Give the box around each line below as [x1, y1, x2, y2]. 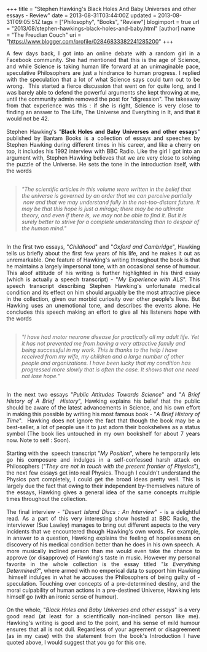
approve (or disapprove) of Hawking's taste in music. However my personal [6, 554, 200, 561]
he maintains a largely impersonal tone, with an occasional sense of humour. [6, 263, 200, 270]
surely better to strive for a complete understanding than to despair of [21, 218, 200, 225]
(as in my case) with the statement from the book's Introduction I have [6, 632, 200, 639]
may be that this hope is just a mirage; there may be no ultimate [21, 205, 184, 212]
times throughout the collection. [6, 495, 87, 502]
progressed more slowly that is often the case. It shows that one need [21, 366, 199, 373]
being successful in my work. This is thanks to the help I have [21, 346, 178, 354]
